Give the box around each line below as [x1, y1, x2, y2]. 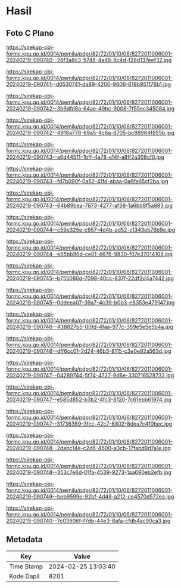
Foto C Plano [6, 28, 54, 38]
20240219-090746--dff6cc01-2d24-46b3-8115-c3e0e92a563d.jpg [6, 347, 171, 355]
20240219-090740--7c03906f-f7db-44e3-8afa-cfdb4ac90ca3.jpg [6, 518, 171, 524]
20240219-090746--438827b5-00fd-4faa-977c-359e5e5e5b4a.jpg [6, 324, 174, 330]
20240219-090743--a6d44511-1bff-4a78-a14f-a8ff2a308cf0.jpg [6, 153, 165, 161]
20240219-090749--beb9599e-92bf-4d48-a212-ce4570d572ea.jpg [6, 493, 174, 500]
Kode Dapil [9, 572, 40, 580]
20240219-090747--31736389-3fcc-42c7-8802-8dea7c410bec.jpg [6, 420, 173, 427]
